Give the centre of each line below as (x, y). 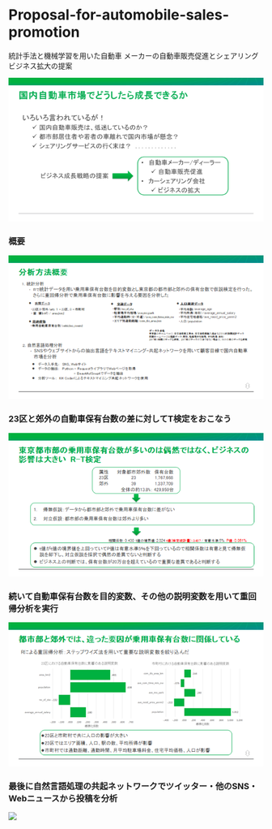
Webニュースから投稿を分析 (63, 798)
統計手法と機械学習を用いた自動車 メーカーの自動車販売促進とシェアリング (134, 55)
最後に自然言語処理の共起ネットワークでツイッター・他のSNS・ (133, 786)
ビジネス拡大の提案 (40, 66)
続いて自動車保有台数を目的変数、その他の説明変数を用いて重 (128, 596)
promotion (44, 32)
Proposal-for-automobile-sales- (119, 15)
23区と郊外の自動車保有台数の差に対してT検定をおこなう (120, 419)
